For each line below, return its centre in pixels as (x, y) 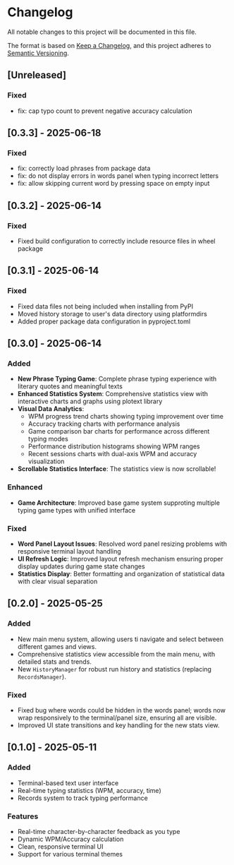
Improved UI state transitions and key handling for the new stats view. (118, 725)
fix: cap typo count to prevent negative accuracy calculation (105, 111)
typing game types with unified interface (76, 510)
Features (23, 816)
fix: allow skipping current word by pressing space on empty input (113, 184)
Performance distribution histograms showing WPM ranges (114, 446)
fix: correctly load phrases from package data (84, 168)
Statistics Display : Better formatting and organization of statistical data (121, 573)
